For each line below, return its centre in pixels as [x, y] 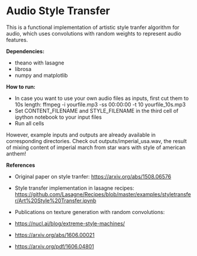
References [21, 165]
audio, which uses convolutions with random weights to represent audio [94, 33]
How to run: [21, 86]
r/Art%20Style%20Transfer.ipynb [55, 200]
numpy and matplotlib [41, 75]
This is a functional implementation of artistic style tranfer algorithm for [93, 27]
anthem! [16, 153]
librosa [23, 69]
